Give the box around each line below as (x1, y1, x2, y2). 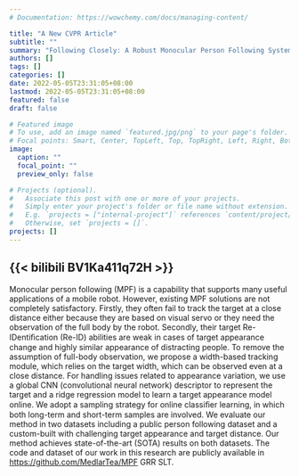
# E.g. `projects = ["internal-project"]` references (9, 210, 221, 219)
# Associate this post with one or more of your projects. (9, 193, 241, 203)
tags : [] (9, 62, 42, 71)
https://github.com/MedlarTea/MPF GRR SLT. (9, 456, 174, 467)
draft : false (9, 103, 58, 112)
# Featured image (9, 119, 74, 129)
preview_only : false (17, 169, 93, 178)
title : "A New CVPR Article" (9, 29, 117, 38)
